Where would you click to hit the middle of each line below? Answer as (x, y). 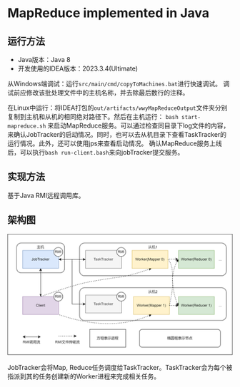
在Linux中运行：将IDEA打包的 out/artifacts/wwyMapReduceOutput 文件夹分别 (117, 108)
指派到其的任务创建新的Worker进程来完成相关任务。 (84, 376)
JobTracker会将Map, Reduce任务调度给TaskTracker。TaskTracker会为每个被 (120, 368)
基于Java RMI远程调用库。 (46, 195)
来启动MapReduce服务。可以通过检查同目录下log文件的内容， (139, 125)
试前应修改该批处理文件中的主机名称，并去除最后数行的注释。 (98, 93)
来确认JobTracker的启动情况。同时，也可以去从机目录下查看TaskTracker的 (117, 134)
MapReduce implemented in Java (108, 13)
